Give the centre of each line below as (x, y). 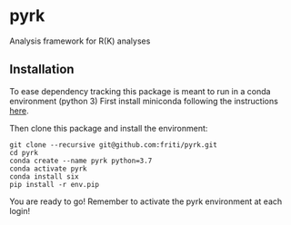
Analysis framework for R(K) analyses (80, 41)
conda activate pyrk (49, 169)
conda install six (44, 176)
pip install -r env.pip (55, 184)
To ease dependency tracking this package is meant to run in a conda (140, 91)
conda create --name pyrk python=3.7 (81, 161)
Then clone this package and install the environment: (109, 128)
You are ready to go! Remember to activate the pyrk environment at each (146, 201)
